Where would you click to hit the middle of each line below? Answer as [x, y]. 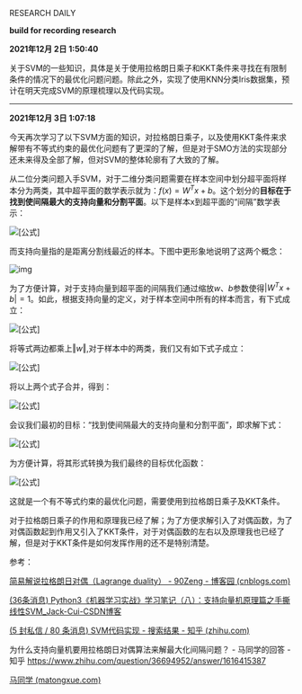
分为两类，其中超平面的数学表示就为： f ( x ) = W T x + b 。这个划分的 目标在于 [154, 190]
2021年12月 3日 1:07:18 [53, 118]
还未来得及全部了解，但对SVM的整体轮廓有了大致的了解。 [117, 160]
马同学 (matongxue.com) [55, 680]
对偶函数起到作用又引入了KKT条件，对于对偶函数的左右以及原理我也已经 [143, 532]
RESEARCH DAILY [43, 13]
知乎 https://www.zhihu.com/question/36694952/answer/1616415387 [138, 661]
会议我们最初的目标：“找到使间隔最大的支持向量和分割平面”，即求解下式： [147, 425]
